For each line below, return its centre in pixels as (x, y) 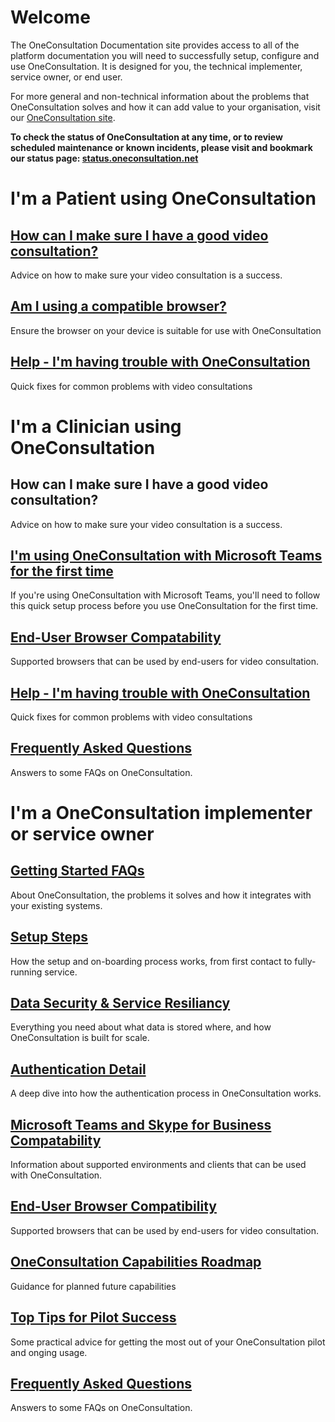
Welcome (50, 17)
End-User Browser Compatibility (113, 1206)
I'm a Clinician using (96, 426)
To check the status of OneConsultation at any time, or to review (146, 137)
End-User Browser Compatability (116, 637)
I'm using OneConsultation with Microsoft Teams (166, 555)
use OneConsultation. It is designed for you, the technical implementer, (156, 66)
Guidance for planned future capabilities (93, 1286)
